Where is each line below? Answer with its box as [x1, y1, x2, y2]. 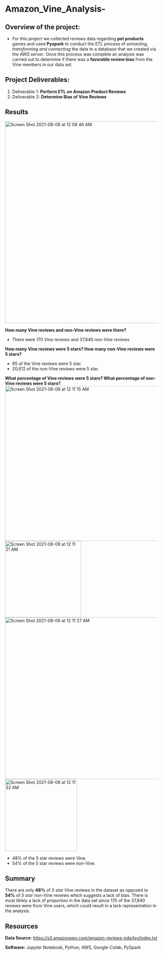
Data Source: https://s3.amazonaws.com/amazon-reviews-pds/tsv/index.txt [5, 935, 158, 941]
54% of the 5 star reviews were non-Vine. [12, 860, 96, 866]
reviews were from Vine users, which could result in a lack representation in [5, 903, 157, 909]
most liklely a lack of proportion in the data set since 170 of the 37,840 [5, 898, 146, 903]
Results [5, 108, 29, 116]
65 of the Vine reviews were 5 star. [12, 361, 82, 366]
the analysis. [5, 908, 31, 914]
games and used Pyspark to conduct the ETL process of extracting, [12, 41, 148, 47]
